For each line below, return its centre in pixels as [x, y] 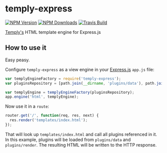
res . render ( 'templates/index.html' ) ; [49, 120]
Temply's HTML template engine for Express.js [53, 32]
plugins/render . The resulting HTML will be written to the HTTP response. [81, 145]
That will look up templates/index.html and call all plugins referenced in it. [81, 134]
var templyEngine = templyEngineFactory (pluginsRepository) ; [70, 92]
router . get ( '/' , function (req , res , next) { [52, 116]
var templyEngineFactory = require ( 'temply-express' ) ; [63, 78]
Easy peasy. [17, 60]
